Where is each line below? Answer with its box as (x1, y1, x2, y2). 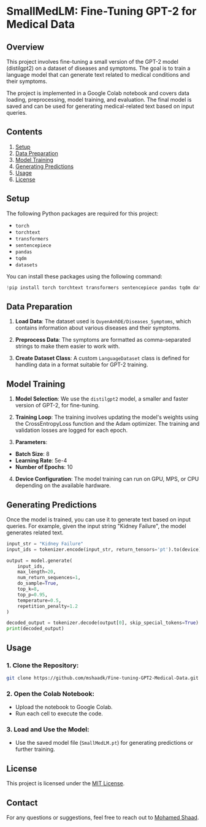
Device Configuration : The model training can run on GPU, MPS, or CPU (15, 475, 199, 483)
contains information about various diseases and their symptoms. (15, 324, 181, 332)
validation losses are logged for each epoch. (15, 426, 128, 434)
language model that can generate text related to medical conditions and (6, 71, 190, 78)
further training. (15, 745, 55, 753)
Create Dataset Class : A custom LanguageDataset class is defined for (15, 355, 190, 362)
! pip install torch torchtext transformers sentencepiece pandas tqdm (6, 284, 191, 291)
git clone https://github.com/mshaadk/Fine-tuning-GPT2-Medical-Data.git (6, 675, 199, 681)
